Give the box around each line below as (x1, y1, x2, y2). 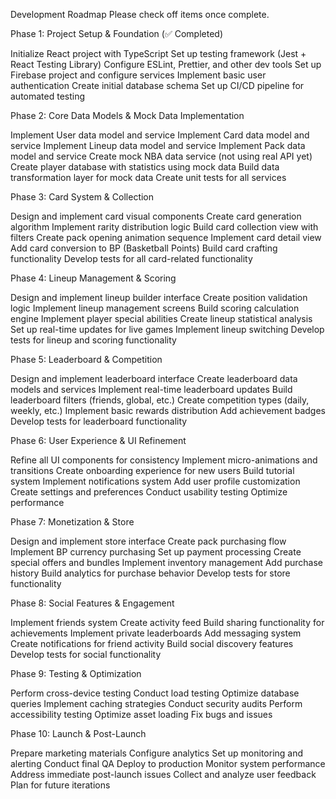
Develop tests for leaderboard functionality (10, 415, 188, 427)
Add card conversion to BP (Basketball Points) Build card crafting (10, 242, 278, 254)
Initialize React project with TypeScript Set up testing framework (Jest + (10, 48, 307, 59)
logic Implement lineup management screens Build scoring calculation (10, 302, 300, 314)
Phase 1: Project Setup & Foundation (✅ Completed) (10, 28, 223, 39)
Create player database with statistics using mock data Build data (10, 161, 280, 173)
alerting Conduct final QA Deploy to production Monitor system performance (10, 758, 326, 769)
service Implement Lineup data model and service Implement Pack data (10, 140, 306, 151)
